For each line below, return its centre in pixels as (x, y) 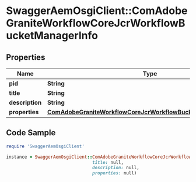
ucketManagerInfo (52, 36)
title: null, (108, 162)
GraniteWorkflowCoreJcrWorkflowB (96, 23)
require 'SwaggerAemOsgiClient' (45, 146)
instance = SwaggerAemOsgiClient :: (49, 157)
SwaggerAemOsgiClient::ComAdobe (97, 11)
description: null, (116, 168)
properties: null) (115, 173)
